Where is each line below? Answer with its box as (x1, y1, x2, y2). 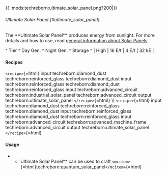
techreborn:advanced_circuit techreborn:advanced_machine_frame (5, 119, 147, 125)
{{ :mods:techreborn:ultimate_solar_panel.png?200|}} (5, 5, 118, 11)
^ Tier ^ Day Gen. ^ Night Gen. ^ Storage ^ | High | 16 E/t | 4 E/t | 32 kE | (5, 47, 154, 53)
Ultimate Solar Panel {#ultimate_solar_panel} (5, 16, 100, 22)
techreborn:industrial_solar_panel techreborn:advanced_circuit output (5, 92, 152, 98)
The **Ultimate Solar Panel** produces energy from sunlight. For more (5, 32, 155, 38)
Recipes (5, 59, 23, 65)
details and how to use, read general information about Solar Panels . (5, 38, 149, 44)
